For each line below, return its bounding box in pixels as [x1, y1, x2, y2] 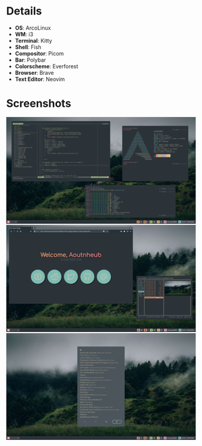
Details [6, 4, 42, 18]
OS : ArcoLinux [14, 24, 51, 31]
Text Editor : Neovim [14, 75, 65, 83]
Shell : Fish [14, 43, 41, 51]
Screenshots [6, 97, 72, 110]
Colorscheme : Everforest [14, 62, 79, 70]
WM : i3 [14, 30, 34, 37]
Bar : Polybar [14, 56, 46, 63]
